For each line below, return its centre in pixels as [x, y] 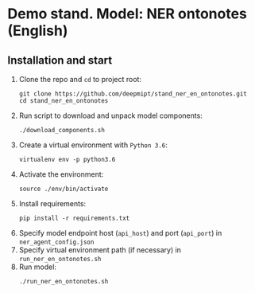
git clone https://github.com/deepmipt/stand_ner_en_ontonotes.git [133, 94]
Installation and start [60, 60]
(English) [38, 31]
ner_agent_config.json [56, 242]
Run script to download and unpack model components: [111, 115]
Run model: [38, 267]
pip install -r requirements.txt [74, 218]
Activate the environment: [61, 174]
